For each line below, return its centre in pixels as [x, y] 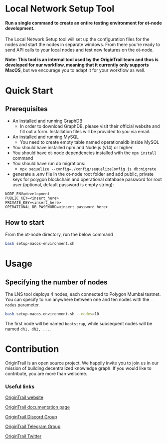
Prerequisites [26, 109]
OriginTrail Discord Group [31, 417]
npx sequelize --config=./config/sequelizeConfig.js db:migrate [88, 169]
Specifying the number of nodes [57, 282]
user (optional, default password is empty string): [63, 185]
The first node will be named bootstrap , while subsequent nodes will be [79, 323]
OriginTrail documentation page [38, 407]
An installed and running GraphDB [47, 121]
